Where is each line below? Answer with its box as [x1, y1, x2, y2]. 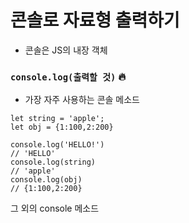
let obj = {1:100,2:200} [10, 122, 114, 133]
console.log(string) [10, 157, 97, 168]
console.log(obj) [10, 175, 83, 185]
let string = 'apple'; [10, 114, 105, 124]
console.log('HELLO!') [10, 140, 105, 150]
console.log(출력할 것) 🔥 [10, 69, 127, 83]
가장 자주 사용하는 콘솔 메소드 [24, 94, 140, 106]
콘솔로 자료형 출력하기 [10, 9, 180, 32]
